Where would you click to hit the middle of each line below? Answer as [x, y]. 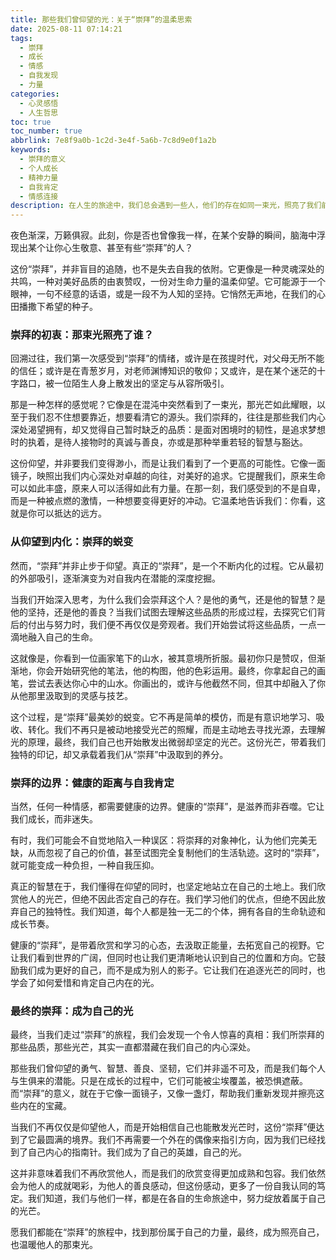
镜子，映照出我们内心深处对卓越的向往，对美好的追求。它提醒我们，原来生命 [168, 476]
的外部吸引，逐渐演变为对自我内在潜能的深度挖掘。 [115, 578]
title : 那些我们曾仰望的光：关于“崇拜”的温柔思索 [101, 19]
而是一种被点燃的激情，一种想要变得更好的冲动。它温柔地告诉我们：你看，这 [168, 501]
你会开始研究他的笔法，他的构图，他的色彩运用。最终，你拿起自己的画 [181, 670]
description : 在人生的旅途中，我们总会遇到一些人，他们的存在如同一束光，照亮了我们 [166, 206]
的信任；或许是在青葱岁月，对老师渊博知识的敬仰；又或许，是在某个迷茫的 [163, 371]
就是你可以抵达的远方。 [58, 513]
